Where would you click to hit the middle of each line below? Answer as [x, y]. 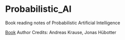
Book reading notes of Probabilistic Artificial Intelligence [63, 23]
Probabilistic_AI [38, 9]
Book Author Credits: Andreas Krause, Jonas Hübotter [61, 32]
